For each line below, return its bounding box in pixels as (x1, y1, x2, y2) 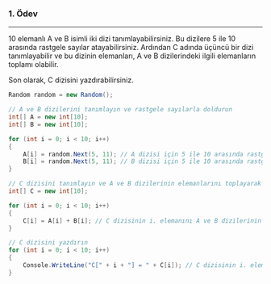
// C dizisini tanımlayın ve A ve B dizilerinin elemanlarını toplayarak (8, 180, 262, 188)
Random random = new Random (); (8, 91, 114, 99)
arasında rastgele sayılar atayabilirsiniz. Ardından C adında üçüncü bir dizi (8, 43, 254, 52)
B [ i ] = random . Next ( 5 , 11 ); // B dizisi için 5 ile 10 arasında (23, 157, 244, 165)
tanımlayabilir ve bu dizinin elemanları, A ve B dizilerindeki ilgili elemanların (8, 51, 256, 61)
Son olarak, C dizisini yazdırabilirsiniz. (8, 75, 135, 85)
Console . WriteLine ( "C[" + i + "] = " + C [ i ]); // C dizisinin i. (23, 261, 248, 269)
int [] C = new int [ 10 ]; (8, 187, 89, 195)
